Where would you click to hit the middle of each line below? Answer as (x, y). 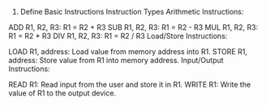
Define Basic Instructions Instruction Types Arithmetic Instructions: (132, 12)
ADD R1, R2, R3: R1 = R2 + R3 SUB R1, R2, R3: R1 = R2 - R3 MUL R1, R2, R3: (133, 27)
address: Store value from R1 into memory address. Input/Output (116, 60)
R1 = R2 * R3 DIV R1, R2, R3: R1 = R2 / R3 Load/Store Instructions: (118, 36)
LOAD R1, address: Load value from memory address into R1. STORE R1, (128, 51)
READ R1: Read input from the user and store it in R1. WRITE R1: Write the (130, 85)
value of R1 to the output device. (62, 93)
